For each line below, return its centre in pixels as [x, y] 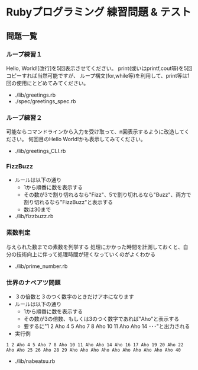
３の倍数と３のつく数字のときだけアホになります [74, 296]
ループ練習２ [24, 117]
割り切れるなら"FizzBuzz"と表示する [68, 202]
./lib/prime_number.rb [41, 266]
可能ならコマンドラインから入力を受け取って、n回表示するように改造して [95, 132]
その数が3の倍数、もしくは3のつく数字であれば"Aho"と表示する [101, 319]
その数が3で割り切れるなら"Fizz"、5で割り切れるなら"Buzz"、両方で [107, 195]
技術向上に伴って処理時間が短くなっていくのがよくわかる [86, 254]
